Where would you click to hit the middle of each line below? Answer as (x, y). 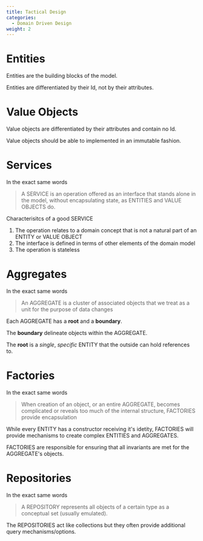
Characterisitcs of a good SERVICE (50, 219)
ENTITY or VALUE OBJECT (49, 237)
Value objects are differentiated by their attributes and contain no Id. (92, 129)
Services (29, 165)
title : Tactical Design (36, 12)
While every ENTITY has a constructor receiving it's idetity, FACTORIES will (100, 429)
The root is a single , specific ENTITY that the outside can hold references (98, 345)
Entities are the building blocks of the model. (62, 76)
